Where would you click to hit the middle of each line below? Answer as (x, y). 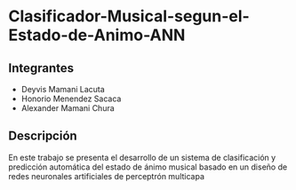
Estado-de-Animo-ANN (97, 35)
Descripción (43, 136)
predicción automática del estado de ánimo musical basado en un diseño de (148, 167)
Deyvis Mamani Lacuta (63, 89)
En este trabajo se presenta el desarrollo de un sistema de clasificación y (142, 157)
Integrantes (41, 68)
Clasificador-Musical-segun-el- (129, 16)
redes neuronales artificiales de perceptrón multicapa (107, 176)
